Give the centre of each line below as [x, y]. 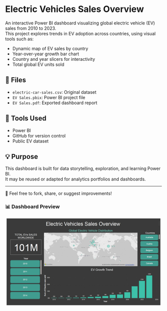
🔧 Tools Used [26, 118]
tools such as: [19, 39]
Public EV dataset [30, 141]
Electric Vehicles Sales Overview [75, 9]
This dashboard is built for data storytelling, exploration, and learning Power [83, 168]
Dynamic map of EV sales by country [50, 48]
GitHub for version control [39, 136]
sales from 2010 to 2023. [31, 28]
